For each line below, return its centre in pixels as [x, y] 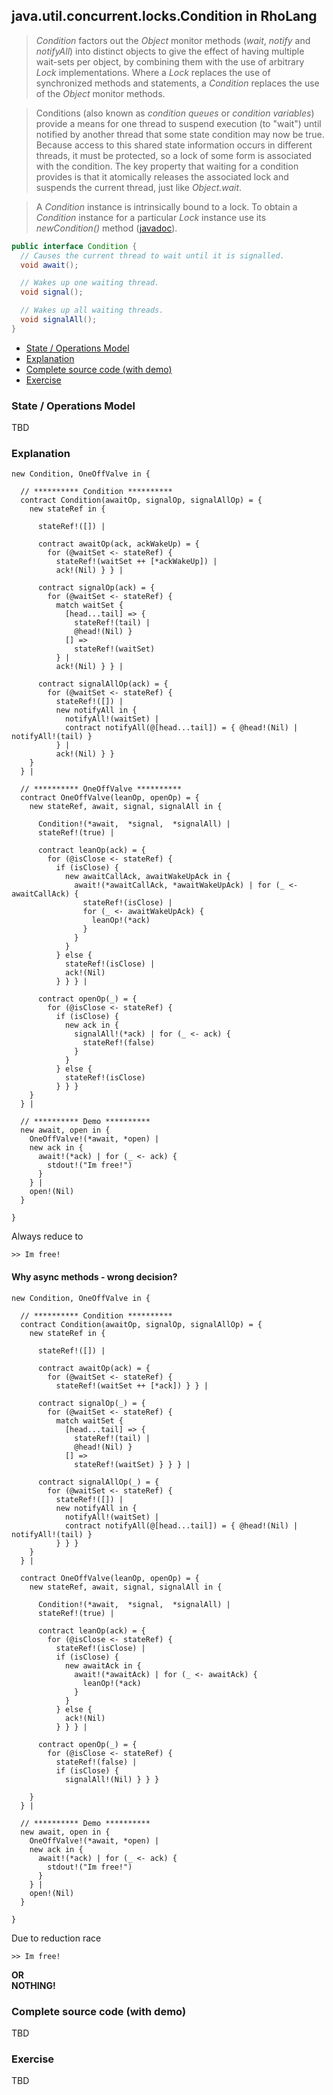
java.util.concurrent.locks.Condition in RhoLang [164, 16]
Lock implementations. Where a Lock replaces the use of [153, 72]
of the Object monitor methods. [100, 93]
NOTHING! [33, 1985]
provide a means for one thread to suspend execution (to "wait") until [178, 123]
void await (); [49, 265]
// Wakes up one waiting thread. [90, 283]
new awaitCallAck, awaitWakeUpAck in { [147, 877]
